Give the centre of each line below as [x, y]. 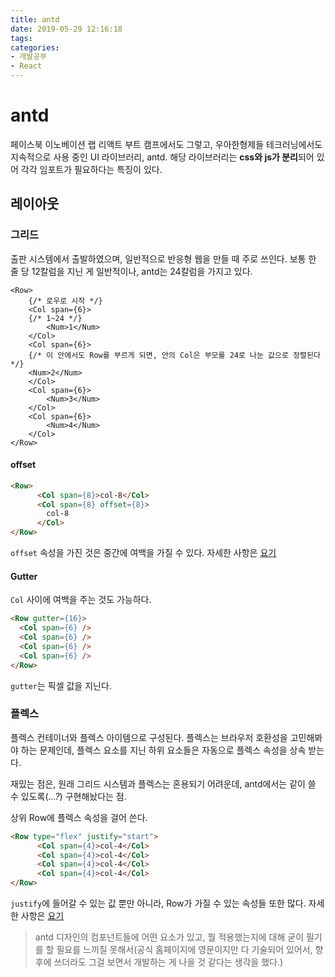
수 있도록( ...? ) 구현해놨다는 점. [68, 796]
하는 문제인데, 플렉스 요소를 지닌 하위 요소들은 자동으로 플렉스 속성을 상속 [163, 750]
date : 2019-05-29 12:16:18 [66, 29]
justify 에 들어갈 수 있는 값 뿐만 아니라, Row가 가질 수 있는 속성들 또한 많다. [158, 903]
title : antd [35, 19]
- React [26, 66]
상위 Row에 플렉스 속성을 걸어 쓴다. [79, 817]
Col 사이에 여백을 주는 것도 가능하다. [81, 600]
